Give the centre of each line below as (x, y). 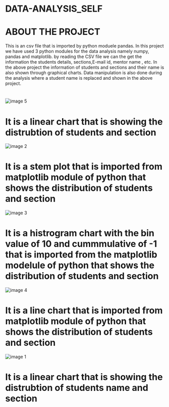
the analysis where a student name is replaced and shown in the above (79, 78)
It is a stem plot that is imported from (84, 167)
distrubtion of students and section (81, 132)
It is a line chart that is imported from (84, 311)
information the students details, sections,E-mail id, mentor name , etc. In (81, 62)
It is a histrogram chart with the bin (80, 233)
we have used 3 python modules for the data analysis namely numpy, (77, 52)
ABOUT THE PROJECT (53, 32)
